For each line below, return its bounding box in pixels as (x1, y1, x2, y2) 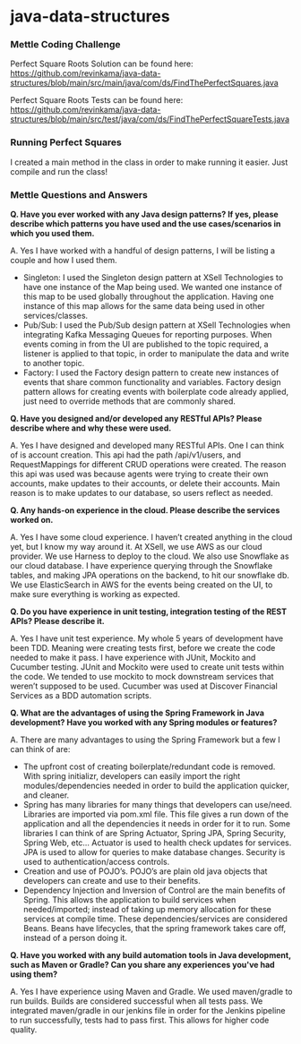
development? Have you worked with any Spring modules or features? (10, 717, 278, 728)
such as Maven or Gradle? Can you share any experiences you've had (10, 960, 276, 971)
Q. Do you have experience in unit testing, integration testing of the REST (10, 606, 288, 617)
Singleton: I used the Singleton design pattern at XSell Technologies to (22, 272, 284, 283)
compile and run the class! (10, 166, 108, 176)
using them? (10, 969, 58, 980)
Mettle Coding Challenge (10, 39, 121, 51)
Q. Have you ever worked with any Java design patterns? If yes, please (10, 209, 279, 220)
